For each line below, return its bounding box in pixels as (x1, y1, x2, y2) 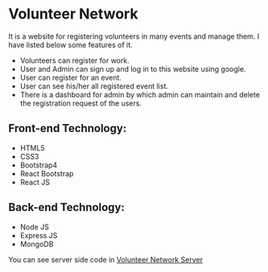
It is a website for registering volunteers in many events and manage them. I (8, 31, 260, 41)
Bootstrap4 (19, 160, 58, 170)
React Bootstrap (19, 168, 74, 178)
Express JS (19, 230, 58, 240)
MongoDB (19, 239, 54, 249)
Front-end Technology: (8, 122, 127, 135)
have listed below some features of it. (8, 39, 133, 49)
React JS (19, 177, 51, 187)
